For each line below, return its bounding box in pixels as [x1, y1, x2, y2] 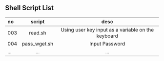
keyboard [96, 32, 119, 39]
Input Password [89, 40, 125, 47]
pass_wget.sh [21, 40, 54, 47]
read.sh [29, 29, 46, 36]
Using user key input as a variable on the [61, 26, 154, 33]
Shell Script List [5, 4, 54, 12]
